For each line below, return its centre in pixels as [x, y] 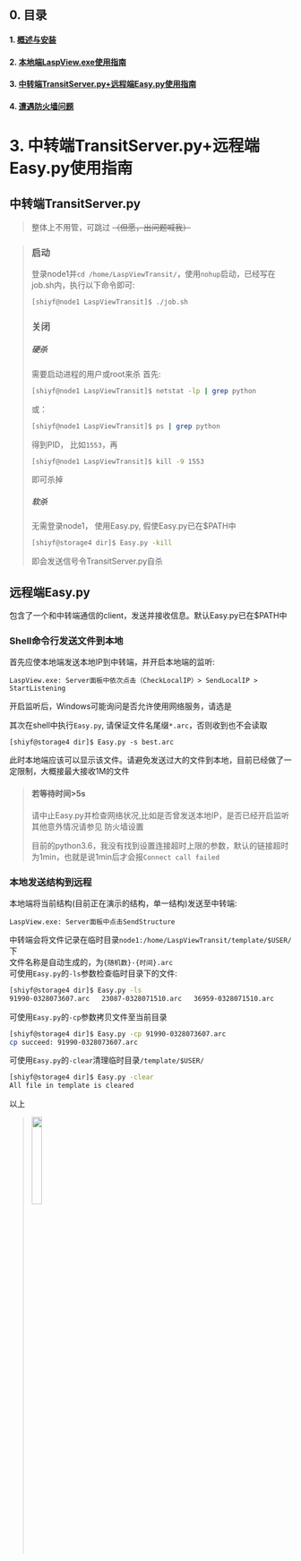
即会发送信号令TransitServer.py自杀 [97, 561]
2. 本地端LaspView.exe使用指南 [68, 62]
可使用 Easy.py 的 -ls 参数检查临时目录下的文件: [93, 973]
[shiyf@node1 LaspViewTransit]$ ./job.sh [109, 302]
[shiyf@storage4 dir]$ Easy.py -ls [76, 990]
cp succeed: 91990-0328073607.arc [74, 1042]
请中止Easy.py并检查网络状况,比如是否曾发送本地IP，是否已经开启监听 [160, 815]
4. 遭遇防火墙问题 [42, 106]
